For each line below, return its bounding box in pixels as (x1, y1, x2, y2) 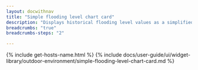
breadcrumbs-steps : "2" (6, 30, 65, 36)
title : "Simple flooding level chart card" (6, 14, 115, 20)
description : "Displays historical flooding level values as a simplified (6, 19, 194, 25)
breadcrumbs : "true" (6, 24, 57, 31)
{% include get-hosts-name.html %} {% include (6, 51, 122, 58)
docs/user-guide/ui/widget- (123, 51, 190, 58)
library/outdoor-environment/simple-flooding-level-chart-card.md (6, 58, 166, 65)
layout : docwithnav (6, 8, 54, 15)
